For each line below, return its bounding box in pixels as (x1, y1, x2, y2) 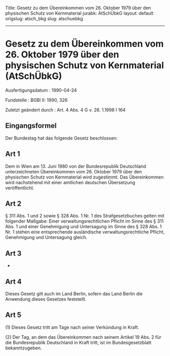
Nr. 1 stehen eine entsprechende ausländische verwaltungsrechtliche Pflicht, (5, 229, 165, 235)
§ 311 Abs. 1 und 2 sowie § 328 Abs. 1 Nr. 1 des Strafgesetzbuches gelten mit (5, 213, 164, 219)
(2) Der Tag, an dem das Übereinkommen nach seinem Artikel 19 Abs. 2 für (5, 334, 162, 340)
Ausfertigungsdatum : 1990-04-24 (5, 87, 77, 93)
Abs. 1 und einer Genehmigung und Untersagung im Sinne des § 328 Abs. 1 (5, 224, 162, 230)
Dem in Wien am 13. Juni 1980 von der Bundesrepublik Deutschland (5, 163, 147, 169)
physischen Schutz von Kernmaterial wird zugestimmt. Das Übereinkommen (5, 174, 164, 180)
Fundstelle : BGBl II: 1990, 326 (5, 97, 68, 103)
